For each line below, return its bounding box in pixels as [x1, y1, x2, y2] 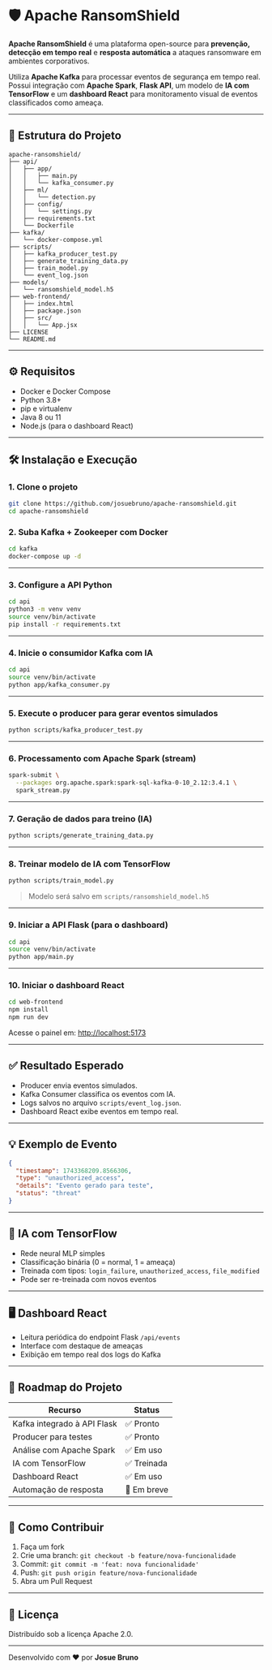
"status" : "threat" [15, 1189, 82, 1197]
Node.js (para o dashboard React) [19, 421, 134, 430]
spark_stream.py [15, 786, 70, 794]
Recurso [48, 1405, 82, 1416]
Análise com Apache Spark [12, 1444, 116, 1456]
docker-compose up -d [8, 553, 82, 561]
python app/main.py [8, 953, 74, 961]
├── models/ [8, 278, 49, 287]
